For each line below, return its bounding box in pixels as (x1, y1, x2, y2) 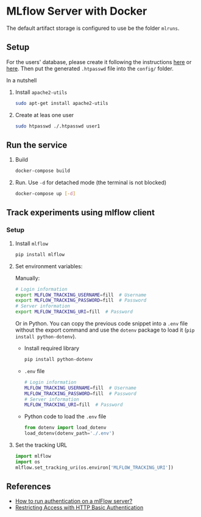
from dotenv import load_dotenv (24, 425, 107, 431)
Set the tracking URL (15, 441, 68, 449)
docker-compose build (15, 168, 70, 174)
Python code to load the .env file (24, 413, 107, 420)
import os (15, 458, 41, 465)
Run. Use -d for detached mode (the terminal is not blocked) (15, 179, 167, 187)
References (6, 482, 51, 492)
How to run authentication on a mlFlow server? (15, 497, 133, 505)
